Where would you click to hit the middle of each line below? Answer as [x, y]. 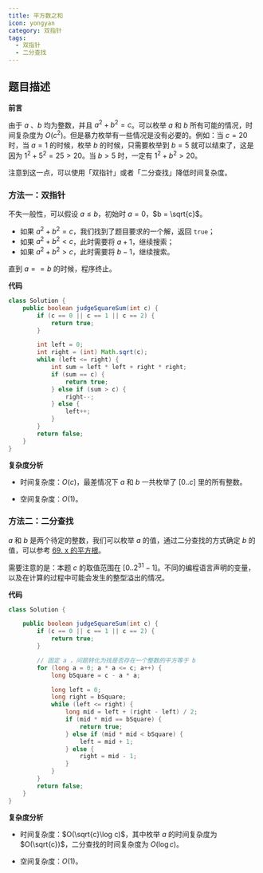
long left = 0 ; [76, 690]
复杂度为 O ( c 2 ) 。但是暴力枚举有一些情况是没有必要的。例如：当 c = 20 [131, 135]
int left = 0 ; [60, 345]
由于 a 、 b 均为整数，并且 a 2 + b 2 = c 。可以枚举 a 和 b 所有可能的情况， [127, 124]
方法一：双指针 [37, 195]
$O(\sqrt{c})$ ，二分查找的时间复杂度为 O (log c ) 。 [101, 844]
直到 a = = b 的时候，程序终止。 [63, 269]
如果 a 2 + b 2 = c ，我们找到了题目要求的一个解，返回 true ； [117, 230]
